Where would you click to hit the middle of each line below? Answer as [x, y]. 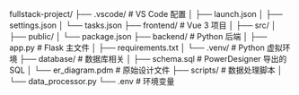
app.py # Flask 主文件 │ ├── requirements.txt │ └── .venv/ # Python [137, 47]
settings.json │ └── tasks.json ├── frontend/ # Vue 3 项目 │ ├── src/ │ [143, 25]
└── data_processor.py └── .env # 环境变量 [92, 81]
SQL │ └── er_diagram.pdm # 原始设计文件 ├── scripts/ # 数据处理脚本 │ [146, 70]
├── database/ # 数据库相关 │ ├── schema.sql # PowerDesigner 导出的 [153, 59]
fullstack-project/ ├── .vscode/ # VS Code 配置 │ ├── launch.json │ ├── [146, 14]
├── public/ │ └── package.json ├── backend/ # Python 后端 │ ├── [138, 36]
